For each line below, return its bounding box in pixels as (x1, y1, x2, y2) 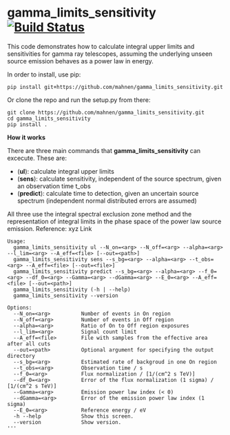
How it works (7, 133, 46, 141)
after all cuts (7, 340, 51, 347)
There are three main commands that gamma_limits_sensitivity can (7, 146, 201, 154)
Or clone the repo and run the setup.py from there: (7, 95, 151, 104)
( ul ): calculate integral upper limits (17, 167, 115, 175)
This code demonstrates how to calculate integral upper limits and (7, 42, 195, 50)
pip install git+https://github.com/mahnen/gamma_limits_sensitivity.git (7, 83, 224, 90)
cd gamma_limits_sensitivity (7, 115, 91, 122)
